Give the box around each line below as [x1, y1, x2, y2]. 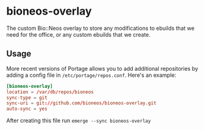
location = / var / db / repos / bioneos [6, 88, 94, 95]
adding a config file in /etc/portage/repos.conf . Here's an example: [6, 71, 177, 79]
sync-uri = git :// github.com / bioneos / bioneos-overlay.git [6, 100, 157, 106]
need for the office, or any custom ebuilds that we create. [6, 31, 151, 38]
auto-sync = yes [6, 106, 47, 112]
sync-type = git [6, 95, 47, 101]
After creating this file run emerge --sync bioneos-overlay [6, 117, 151, 125]
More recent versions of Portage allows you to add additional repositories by [6, 65, 199, 72]
